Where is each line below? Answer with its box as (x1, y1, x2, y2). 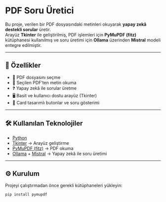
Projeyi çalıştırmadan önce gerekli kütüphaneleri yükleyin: (5, 183, 123, 189)
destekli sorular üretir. (5, 26, 51, 32)
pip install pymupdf (5, 192, 48, 197)
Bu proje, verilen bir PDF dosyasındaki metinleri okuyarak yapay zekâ (5, 21, 147, 27)
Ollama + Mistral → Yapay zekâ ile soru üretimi (12, 151, 107, 157)
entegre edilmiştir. (5, 42, 42, 48)
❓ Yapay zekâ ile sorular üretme (12, 85, 77, 91)
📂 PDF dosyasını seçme (12, 74, 61, 80)
